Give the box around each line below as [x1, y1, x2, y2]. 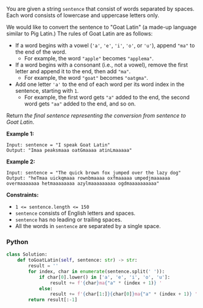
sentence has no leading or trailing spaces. [15, 216, 123, 223]
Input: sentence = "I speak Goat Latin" [6, 142, 111, 148]
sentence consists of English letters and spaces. [15, 210, 136, 217]
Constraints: [6, 192, 39, 198]
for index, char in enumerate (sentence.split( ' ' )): [28, 268, 165, 274]
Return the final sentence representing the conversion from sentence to [6, 112, 186, 119]
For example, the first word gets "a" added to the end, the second [24, 94, 190, 101]
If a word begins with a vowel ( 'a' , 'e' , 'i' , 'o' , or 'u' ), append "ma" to [15, 42, 195, 49]
